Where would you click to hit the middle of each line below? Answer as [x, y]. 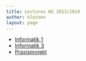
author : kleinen [26, 17]
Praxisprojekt [31, 52]
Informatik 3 [29, 46]
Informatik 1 [29, 40]
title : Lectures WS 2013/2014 [43, 12]
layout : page [22, 23]
